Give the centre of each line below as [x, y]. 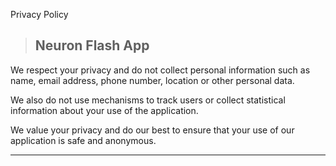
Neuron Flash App [92, 45]
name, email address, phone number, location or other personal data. [152, 80]
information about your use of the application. [104, 110]
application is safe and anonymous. [83, 140]
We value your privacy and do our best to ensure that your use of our [152, 130]
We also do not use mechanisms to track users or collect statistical [148, 100]
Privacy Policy [39, 14]
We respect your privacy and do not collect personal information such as [160, 70]
